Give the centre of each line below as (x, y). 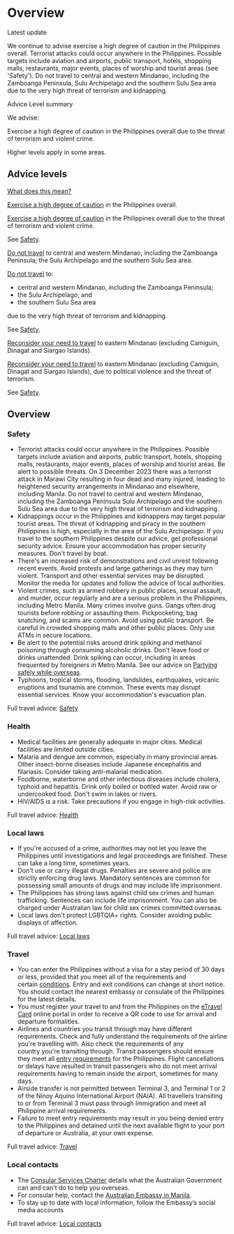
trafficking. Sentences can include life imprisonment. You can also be (117, 900)
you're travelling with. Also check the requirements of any (100, 1044)
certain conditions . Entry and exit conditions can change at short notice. (121, 984)
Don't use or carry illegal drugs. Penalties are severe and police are (114, 871)
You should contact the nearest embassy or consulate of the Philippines (121, 992)
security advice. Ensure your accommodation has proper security (111, 546)
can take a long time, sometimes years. (74, 863)
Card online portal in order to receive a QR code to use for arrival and (117, 1014)
